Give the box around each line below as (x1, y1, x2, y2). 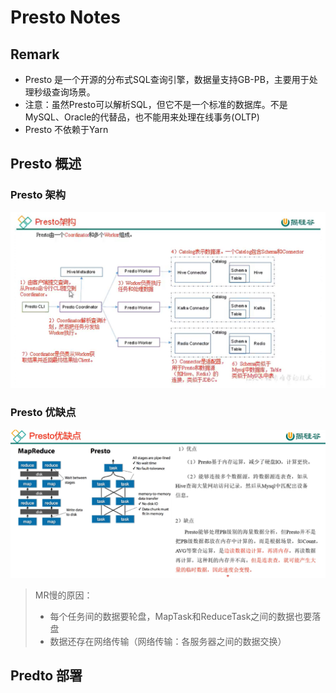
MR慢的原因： (34, 589, 93, 601)
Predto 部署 (10, 667, 83, 685)
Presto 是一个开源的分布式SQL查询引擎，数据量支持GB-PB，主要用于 (24, 74, 310, 85)
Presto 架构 (10, 188, 67, 202)
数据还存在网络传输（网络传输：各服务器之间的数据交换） (49, 635, 287, 647)
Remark (10, 46, 60, 63)
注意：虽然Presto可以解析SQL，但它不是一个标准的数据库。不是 (24, 99, 288, 110)
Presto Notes (10, 6, 121, 29)
